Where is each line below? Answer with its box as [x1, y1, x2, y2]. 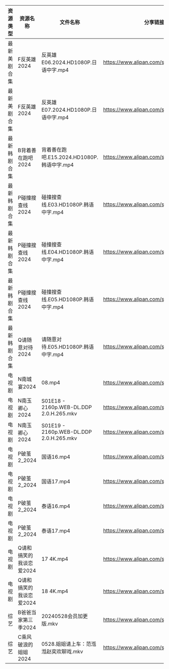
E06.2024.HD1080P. [41, 59, 92, 66]
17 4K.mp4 [41, 556, 68, 562]
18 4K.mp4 [41, 588, 68, 595]
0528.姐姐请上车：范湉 [41, 641, 97, 647]
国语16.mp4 [41, 454, 70, 460]
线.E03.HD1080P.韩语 [41, 201, 94, 208]
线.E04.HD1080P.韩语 [41, 249, 94, 255]
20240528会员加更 [41, 613, 88, 619]
